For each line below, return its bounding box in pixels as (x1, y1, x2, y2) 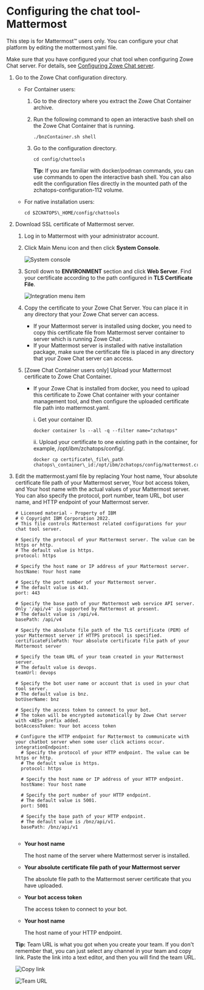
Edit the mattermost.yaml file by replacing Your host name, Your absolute (15, 472, 198, 480)
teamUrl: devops (15, 670, 56, 676)
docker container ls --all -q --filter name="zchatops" (33, 427, 178, 434)
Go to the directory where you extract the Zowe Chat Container (33, 97, 192, 105)
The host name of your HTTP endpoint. (24, 929, 123, 936)
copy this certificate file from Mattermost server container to (33, 328, 185, 336)
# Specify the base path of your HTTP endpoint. (21, 813, 146, 819)
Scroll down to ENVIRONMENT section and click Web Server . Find (24, 268, 192, 275)
